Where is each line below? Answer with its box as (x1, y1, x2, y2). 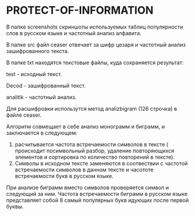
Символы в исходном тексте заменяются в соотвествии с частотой (14, 159, 188, 167)
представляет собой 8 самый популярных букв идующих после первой (6, 196, 189, 204)
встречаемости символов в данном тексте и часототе (14, 166, 154, 173)
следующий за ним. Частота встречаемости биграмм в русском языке (6, 190, 188, 197)
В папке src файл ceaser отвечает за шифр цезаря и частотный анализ (6, 41, 186, 48)
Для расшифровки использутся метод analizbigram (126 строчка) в (6, 105, 177, 112)
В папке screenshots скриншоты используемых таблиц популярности (6, 23, 184, 30)
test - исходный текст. (6, 70, 63, 77)
